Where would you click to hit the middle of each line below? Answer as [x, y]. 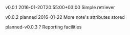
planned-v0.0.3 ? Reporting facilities [44, 27]
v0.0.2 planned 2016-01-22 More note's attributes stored [65, 17]
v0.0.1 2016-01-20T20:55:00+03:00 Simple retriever [60, 7]
